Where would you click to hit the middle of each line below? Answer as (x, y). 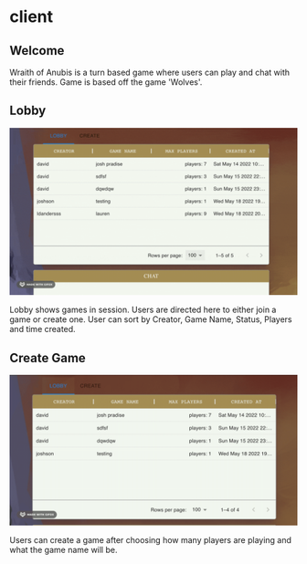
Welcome (37, 51)
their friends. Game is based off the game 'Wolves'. (106, 82)
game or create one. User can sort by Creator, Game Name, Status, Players (151, 319)
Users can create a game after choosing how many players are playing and (151, 539)
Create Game (48, 358)
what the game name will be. (64, 549)
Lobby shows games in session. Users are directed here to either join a (143, 310)
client (32, 17)
